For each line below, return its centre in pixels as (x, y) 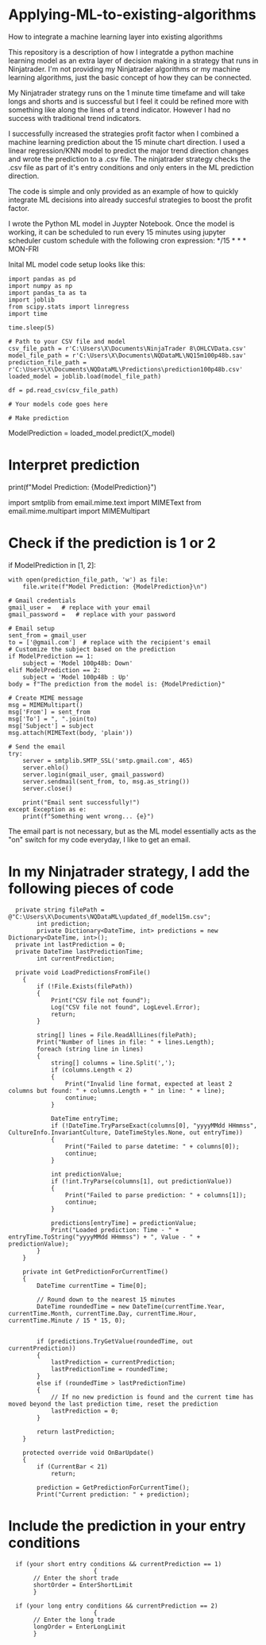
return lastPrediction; (76, 1432)
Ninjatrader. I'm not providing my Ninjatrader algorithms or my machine (124, 68)
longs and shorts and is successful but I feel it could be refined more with (128, 101)
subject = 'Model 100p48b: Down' (78, 663)
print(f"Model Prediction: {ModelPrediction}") (83, 487)
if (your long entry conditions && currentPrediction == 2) (117, 1606)
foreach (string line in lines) (91, 1049)
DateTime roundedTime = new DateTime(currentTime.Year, (131, 1306)
